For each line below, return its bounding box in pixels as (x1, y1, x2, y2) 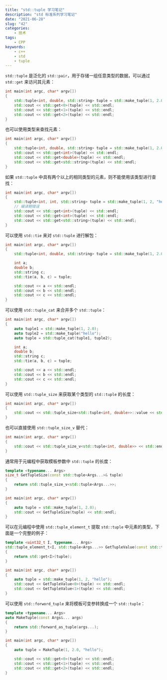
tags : (5, 35, 16, 40)
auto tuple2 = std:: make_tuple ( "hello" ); (14, 331, 101, 336)
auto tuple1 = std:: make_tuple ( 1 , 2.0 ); (14, 326, 99, 331)
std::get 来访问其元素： (5, 79, 55, 85)
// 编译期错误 (14, 204, 40, 209)
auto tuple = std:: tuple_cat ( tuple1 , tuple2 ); (14, 336, 112, 340)
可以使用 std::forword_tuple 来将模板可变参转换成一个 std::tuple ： (5, 600, 146, 607)
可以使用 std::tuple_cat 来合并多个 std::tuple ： (5, 307, 106, 313)
